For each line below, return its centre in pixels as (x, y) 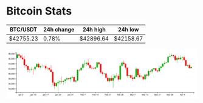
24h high (94, 30)
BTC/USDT (24, 30)
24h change (59, 30)
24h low (128, 30)
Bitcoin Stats (39, 11)
